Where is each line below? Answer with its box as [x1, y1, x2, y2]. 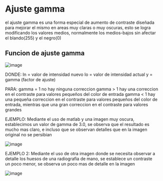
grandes [5, 107, 22, 112]
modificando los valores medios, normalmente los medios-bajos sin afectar [5, 30, 156, 36]
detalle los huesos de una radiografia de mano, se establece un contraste [5, 156, 152, 162]
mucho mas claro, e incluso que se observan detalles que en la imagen [5, 127, 147, 132]
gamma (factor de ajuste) [5, 76, 56, 82]
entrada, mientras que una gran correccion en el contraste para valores [5, 101, 148, 108]
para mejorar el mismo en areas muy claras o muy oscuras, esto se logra [5, 24, 151, 30]
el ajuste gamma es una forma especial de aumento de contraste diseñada [5, 19, 155, 25]
